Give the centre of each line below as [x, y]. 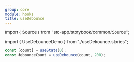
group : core [17, 9]
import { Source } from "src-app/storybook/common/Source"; [67, 32]
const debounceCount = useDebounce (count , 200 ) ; [55, 55]
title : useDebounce [25, 18]
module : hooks [19, 14]
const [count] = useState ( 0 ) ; [36, 51]
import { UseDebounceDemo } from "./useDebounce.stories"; [67, 42]
